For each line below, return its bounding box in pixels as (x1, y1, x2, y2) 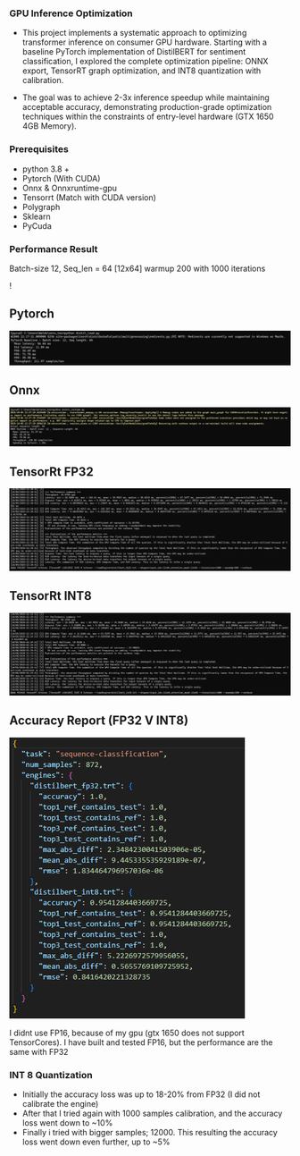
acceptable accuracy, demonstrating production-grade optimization (21, 102, 272, 113)
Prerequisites (9, 143, 69, 156)
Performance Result (9, 242, 98, 255)
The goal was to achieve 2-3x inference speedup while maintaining (21, 92, 270, 103)
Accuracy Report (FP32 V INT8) (9, 713, 189, 729)
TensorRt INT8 (9, 588, 92, 603)
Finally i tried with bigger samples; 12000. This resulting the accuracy (21, 1126, 279, 1137)
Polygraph (21, 201, 61, 212)
